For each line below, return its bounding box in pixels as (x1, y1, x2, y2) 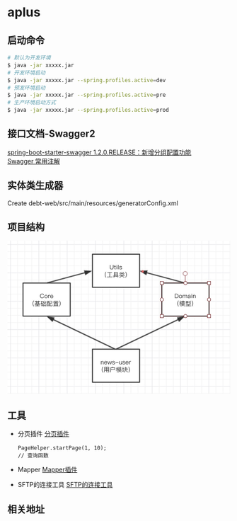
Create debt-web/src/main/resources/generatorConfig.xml (7, 199, 179, 207)
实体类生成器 (7, 180, 64, 192)
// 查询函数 (17, 452, 49, 459)
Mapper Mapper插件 (17, 465, 78, 474)
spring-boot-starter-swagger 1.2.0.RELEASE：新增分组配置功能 (7, 148, 192, 156)
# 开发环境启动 (7, 69, 46, 76)
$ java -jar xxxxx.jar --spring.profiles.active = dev (7, 76, 166, 84)
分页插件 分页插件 (17, 430, 69, 438)
